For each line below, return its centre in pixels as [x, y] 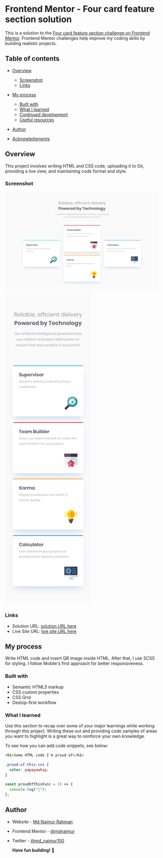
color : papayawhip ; [29, 770]
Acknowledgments [31, 138]
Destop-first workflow [34, 702]
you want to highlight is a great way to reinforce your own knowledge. [75, 736]
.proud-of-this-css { [27, 765]
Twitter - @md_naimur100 [38, 840]
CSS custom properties [36, 692]
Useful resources [37, 120]
